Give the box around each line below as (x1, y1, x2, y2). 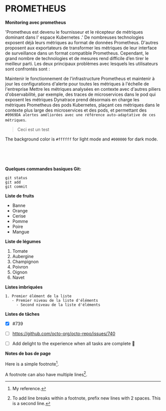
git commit (5, 184, 28, 189)
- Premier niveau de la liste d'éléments (11, 298, 98, 303)
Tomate (12, 248, 28, 254)
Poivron (12, 264, 29, 270)
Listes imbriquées (5, 284, 43, 290)
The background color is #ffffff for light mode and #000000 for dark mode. (5, 136, 158, 142)
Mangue (12, 229, 30, 235)
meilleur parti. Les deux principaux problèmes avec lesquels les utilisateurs (5, 61, 158, 67)
